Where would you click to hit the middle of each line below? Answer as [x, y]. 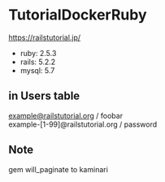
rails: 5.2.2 [38, 62]
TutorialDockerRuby [78, 15]
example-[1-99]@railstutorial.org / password [82, 124]
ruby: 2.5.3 [38, 53]
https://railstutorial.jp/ [45, 37]
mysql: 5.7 [37, 70]
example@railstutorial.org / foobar [66, 115]
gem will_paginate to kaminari [58, 169]
